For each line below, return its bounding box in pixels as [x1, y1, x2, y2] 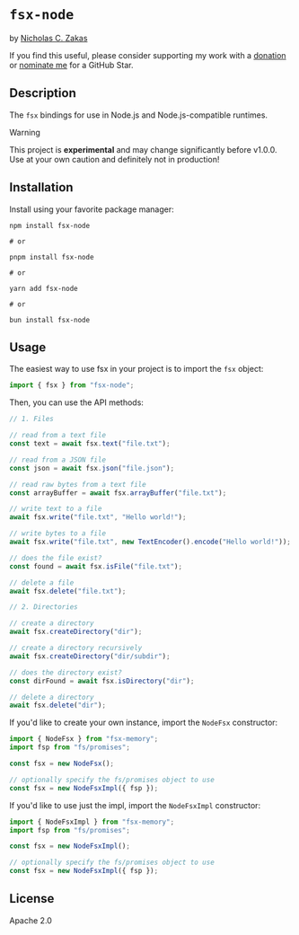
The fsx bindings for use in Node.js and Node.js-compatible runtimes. [9, 110, 268, 120]
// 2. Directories [9, 603, 78, 612]
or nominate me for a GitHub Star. [9, 59, 134, 70]
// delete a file [9, 578, 75, 587]
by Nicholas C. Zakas [9, 32, 88, 43]
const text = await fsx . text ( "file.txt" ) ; [9, 439, 171, 448]
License [9, 891, 55, 906]
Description [9, 85, 76, 101]
